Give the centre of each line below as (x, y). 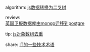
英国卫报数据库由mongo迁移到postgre (45, 23)
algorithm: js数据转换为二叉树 (36, 7)
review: (13, 17)
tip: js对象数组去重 (24, 34)
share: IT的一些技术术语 (30, 44)
